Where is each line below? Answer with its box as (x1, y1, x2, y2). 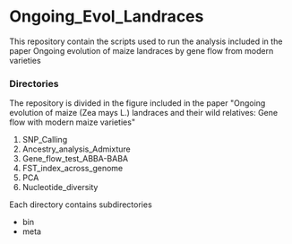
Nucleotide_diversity (21, 182, 99, 193)
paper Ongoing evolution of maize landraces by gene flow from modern (9, 45, 274, 56)
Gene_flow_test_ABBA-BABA (21, 153, 128, 164)
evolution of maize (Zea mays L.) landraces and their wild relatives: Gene (9, 108, 279, 118)
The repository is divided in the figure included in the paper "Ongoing (9, 98, 266, 109)
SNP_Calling (21, 135, 68, 145)
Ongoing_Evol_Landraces (9, 6, 204, 27)
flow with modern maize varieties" (9, 117, 136, 127)
